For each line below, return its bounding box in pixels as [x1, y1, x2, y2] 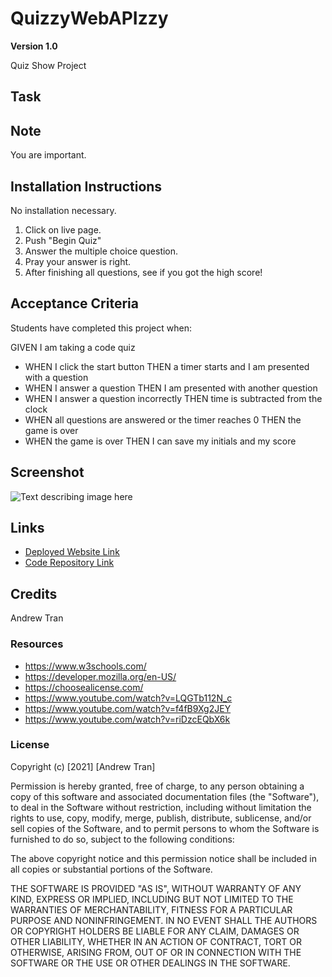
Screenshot [10, 464, 85, 481]
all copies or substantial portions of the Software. [10, 863, 213, 875]
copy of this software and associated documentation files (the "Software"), [10, 790, 320, 802]
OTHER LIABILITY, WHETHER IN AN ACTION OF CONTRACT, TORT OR [10, 935, 302, 947]
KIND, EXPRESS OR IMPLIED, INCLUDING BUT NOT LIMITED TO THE [10, 893, 294, 905]
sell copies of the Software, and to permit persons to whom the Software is [10, 822, 320, 834]
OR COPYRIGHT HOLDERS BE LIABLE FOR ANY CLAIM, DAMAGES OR [10, 925, 300, 937]
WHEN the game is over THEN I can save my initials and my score [24, 435, 297, 447]
